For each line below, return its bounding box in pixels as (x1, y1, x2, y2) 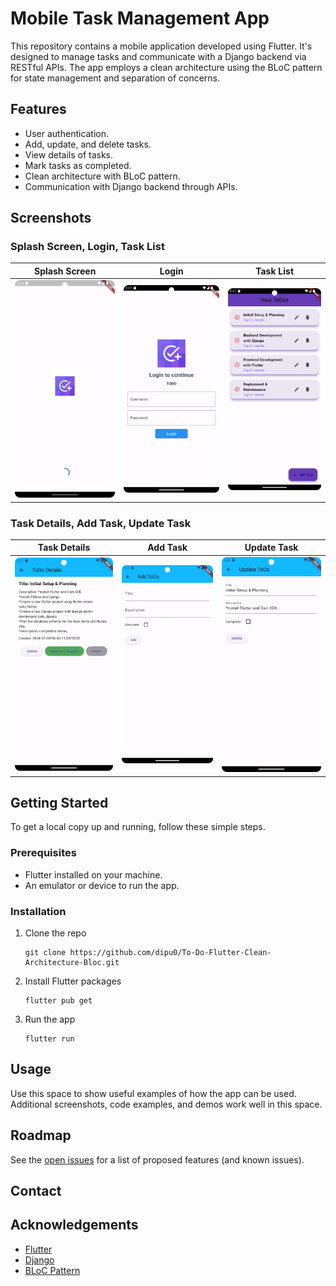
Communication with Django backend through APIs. (24, 180, 238, 192)
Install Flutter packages (24, 975, 122, 987)
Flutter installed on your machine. (24, 868, 163, 881)
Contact (10, 1182, 62, 1199)
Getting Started (10, 794, 109, 811)
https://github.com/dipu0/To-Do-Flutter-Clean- (69, 947, 272, 957)
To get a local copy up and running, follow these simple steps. (10, 821, 266, 833)
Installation (10, 904, 67, 918)
